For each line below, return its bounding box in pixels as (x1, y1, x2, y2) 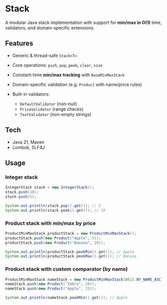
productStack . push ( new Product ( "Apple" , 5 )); (5, 235, 101, 241)
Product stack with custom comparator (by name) (5, 266, 128, 273)
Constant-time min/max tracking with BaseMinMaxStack (12, 72, 125, 78)
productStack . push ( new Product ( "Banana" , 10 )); (5, 240, 106, 245)
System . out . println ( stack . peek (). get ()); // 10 (5, 208, 106, 213)
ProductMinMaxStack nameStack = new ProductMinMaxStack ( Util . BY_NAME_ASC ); (5, 277, 166, 282)
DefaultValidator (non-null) (19, 101, 77, 107)
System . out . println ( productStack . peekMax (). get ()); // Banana (5, 254, 137, 259)
